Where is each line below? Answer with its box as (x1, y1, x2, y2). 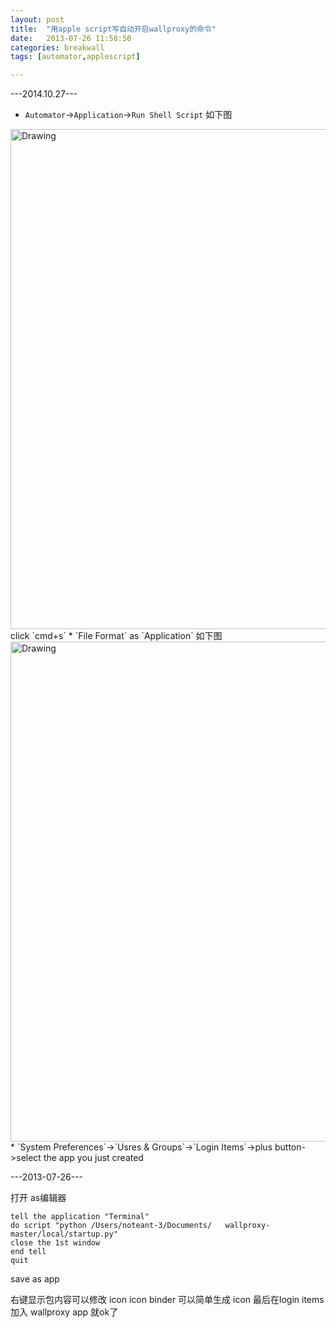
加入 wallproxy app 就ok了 (10, 1306, 119, 1318)
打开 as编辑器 (10, 1192, 67, 1204)
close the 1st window (10, 1238, 101, 1248)
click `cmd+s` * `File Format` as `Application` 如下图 (10, 630, 223, 642)
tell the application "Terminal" (10, 1212, 150, 1222)
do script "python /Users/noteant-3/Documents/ (10, 1221, 213, 1231)
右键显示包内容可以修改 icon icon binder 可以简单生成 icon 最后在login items (10, 1294, 325, 1306)
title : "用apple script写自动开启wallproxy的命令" (10, 24, 217, 34)
